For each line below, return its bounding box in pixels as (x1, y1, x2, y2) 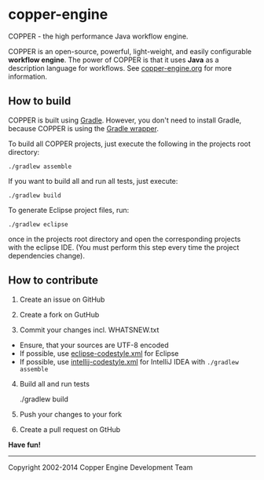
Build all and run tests (19, 379, 90, 388)
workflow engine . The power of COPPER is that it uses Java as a (8, 55, 219, 64)
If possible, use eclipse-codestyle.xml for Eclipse (19, 348, 179, 358)
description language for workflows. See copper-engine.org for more (8, 63, 232, 72)
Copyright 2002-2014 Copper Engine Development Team (8, 462, 193, 472)
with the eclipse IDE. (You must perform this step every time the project (8, 242, 240, 252)
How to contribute (8, 273, 99, 288)
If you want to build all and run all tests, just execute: (8, 176, 178, 185)
